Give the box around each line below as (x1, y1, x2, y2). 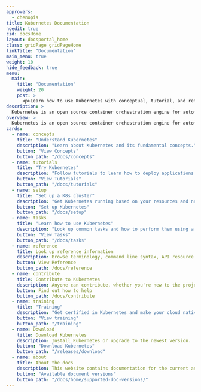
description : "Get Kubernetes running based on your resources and (17, 198, 188, 204)
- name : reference (11, 243, 58, 249)
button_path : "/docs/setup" (17, 209, 87, 216)
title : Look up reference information (17, 248, 114, 255)
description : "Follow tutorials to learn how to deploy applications (17, 170, 194, 177)
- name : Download (11, 326, 55, 333)
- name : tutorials (11, 159, 58, 165)
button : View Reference (17, 260, 77, 266)
